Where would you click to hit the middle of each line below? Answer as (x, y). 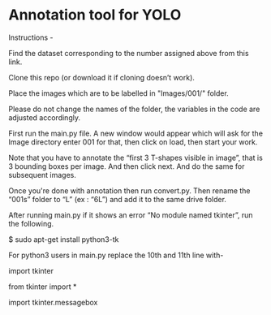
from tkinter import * (43, 287)
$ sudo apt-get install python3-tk (64, 239)
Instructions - (31, 37)
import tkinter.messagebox (53, 302)
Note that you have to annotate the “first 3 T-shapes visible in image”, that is (136, 157)
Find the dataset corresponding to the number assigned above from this (129, 53)
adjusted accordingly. (45, 117)
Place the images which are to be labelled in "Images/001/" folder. (118, 93)
